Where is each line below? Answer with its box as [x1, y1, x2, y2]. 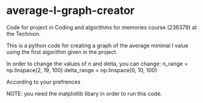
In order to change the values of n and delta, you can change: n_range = [6, 60, 188, 67]
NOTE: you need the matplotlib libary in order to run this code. [6, 90, 163, 97]
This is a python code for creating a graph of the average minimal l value [6, 42, 189, 49]
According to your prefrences [6, 78, 81, 85]
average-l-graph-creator [6, 4, 135, 18]
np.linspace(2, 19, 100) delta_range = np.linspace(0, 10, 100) [6, 66, 157, 73]
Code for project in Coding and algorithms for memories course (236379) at [6, 24, 197, 31]
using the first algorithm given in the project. [6, 48, 118, 55]
